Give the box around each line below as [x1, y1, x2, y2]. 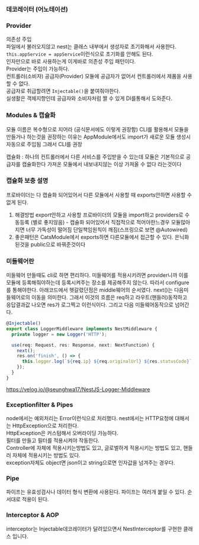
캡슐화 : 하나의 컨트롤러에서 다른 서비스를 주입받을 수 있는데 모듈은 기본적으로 [6, 153, 185, 160]
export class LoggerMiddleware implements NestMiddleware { [6, 325, 158, 332]
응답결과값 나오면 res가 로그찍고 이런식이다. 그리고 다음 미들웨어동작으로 [6, 301, 174, 308]
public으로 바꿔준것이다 [30, 241, 86, 248]
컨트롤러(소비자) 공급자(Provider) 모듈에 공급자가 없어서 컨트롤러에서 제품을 [6, 73, 182, 80]
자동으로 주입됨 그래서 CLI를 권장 [6, 140, 83, 147]
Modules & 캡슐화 [6, 111, 56, 120]
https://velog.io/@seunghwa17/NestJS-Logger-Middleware [6, 386, 150, 393]
